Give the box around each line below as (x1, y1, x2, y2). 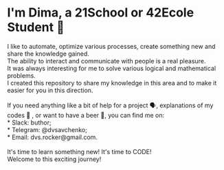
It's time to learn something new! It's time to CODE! (7, 147, 152, 156)
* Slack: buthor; (7, 118, 52, 127)
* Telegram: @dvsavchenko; (7, 125, 87, 134)
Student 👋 (7, 19, 65, 35)
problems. (7, 71, 36, 80)
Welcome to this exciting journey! (7, 155, 102, 163)
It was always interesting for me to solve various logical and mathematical (7, 64, 216, 72)
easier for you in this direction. (7, 86, 93, 94)
